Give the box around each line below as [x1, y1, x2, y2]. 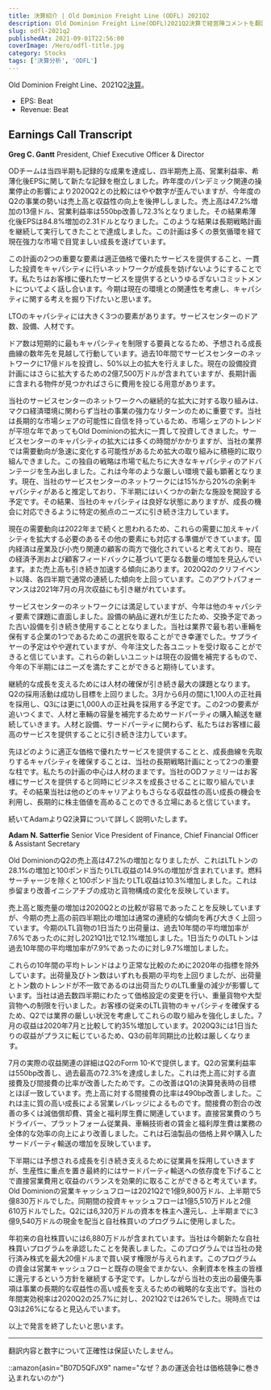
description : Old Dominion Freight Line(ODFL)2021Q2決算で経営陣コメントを [8, 19, 256, 27]
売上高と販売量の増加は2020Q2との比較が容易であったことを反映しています [8, 902, 262, 912]
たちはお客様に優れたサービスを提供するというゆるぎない [28, 273, 220, 283]
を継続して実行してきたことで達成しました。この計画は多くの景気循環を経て [8, 227, 262, 236]
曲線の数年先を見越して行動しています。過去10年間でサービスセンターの [8, 348, 248, 358]
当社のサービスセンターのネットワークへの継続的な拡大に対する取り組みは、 [8, 396, 263, 406]
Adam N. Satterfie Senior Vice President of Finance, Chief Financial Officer [8, 830, 259, 839]
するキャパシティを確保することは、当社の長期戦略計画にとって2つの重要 [15, 756, 260, 766]
